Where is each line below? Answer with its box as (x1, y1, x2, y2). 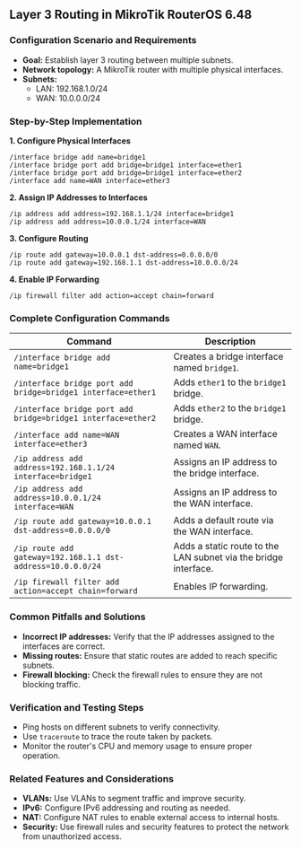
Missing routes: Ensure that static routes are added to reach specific (21, 650, 278, 661)
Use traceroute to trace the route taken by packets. (21, 731, 213, 741)
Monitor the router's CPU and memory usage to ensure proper (21, 740, 253, 751)
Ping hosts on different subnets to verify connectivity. (21, 722, 221, 732)
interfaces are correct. (21, 641, 106, 652)
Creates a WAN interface (173, 428, 278, 441)
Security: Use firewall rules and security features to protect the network (21, 821, 289, 833)
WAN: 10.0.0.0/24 (35, 92, 101, 103)
